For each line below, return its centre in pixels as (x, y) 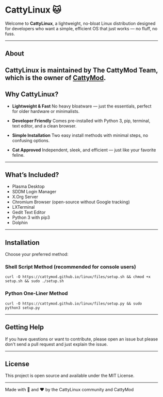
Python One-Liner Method (36, 293)
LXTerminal (23, 207)
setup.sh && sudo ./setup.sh (34, 281)
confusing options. (31, 140)
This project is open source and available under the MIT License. (70, 376)
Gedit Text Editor (29, 212)
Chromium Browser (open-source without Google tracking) (71, 202)
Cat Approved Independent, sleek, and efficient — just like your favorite (84, 150)
